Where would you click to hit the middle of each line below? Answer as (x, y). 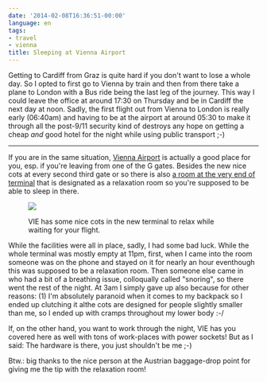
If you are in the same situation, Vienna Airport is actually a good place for (130, 157)
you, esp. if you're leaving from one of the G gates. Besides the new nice (128, 166)
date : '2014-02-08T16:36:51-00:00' (67, 16)
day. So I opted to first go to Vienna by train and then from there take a (124, 84)
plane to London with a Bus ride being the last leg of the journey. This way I (132, 92)
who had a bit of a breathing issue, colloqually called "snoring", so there (126, 279)
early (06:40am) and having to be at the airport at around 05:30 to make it (130, 117)
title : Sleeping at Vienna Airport (67, 53)
